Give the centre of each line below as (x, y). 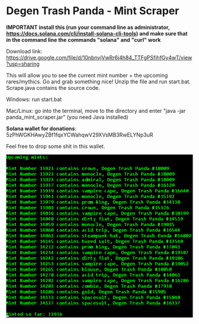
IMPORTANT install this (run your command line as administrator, (88, 27)
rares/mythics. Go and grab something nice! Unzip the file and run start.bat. (99, 82)
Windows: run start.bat (34, 99)
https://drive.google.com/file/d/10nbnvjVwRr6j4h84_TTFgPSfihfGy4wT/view (99, 57)
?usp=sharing (23, 64)
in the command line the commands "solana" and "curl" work (84, 40)
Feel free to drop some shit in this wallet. (56, 146)
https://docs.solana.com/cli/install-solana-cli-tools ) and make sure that (97, 33)
